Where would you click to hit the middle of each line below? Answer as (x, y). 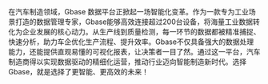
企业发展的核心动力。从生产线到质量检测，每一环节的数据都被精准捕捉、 (141, 32)
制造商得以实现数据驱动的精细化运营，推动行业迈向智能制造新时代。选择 (127, 62)
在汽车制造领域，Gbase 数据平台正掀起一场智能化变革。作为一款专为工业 (129, 12)
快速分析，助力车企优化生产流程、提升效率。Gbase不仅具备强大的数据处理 (131, 42)
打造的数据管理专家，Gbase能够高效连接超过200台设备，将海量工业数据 (134, 22)
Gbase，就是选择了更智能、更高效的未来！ (79, 72)
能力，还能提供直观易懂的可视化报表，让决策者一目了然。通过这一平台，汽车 (134, 52)
